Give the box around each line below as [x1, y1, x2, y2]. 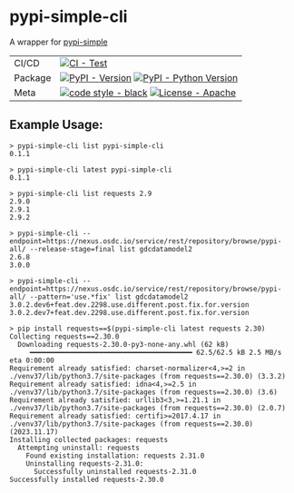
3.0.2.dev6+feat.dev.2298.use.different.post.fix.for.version [9, 300, 250, 310]
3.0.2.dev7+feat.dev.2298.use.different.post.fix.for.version [9, 308, 250, 317]
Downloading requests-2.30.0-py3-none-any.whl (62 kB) [17, 340, 230, 349]
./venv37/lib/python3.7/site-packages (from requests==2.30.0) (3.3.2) [9, 371, 286, 380]
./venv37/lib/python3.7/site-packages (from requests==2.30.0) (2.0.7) [9, 403, 286, 412]
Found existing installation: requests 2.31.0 [25, 451, 205, 460]
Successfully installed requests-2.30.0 [9, 475, 165, 484]
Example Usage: [9, 117, 103, 133]
